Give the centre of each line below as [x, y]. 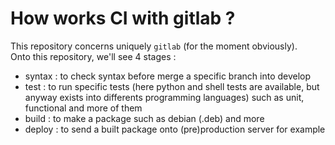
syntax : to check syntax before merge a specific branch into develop [168, 76]
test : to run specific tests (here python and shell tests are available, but [172, 86]
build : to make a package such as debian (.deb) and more [144, 118]
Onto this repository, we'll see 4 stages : [93, 56]
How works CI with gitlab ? [123, 18]
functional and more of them [83, 108]
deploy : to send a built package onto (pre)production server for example [175, 129]
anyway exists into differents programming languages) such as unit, [164, 97]
